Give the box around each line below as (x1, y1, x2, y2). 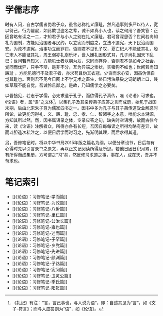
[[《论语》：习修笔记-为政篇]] (12, 200, 67, 206)
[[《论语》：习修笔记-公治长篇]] (12, 218, 72, 224)
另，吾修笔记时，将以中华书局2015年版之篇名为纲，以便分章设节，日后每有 (5, 140, 155, 145)
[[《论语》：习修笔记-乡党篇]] (12, 242, 67, 248)
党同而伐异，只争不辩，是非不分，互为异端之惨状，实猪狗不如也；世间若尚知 (5, 64, 158, 70)
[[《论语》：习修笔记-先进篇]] (12, 248, 67, 254)
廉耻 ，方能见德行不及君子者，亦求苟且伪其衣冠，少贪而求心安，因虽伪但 (5, 70, 151, 76)
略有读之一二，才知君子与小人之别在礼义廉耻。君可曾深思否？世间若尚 (13, 34, 154, 39)
